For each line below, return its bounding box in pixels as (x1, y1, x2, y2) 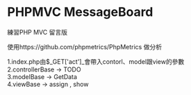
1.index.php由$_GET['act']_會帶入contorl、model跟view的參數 (7, 57, 185, 66)
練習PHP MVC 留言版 (7, 28, 68, 36)
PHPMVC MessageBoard (7, 4, 153, 20)
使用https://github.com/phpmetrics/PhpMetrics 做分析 (7, 42, 162, 51)
